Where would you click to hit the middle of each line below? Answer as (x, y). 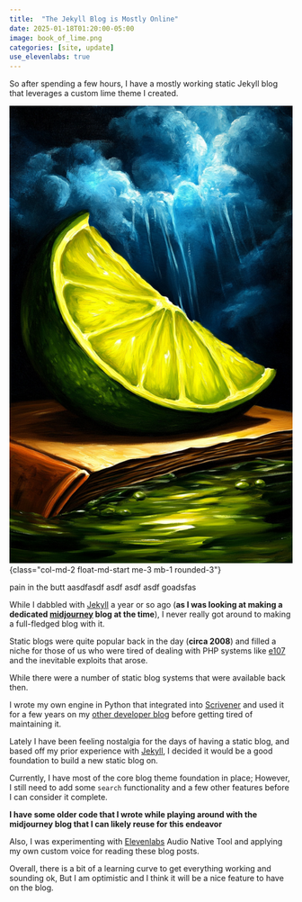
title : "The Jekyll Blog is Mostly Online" (94, 19)
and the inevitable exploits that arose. (79, 660)
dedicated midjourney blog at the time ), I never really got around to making (150, 614)
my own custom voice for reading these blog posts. (104, 851)
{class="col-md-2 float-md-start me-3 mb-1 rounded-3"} (115, 569)
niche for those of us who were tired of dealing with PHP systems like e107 (147, 650)
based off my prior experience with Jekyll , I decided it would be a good (141, 751)
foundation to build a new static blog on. (84, 760)
